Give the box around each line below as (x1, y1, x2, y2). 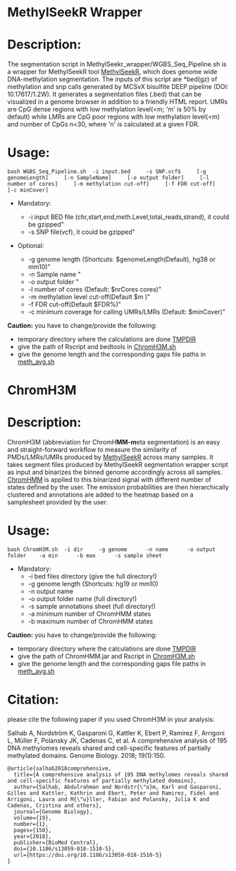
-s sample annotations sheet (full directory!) (27, 602, 156, 611)
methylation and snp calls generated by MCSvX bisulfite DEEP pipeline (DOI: (7, 83, 229, 91)
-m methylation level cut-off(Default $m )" (27, 292, 151, 301)
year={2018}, (13, 833, 52, 841)
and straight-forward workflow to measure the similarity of (7, 446, 178, 454)
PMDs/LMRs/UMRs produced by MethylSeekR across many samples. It (7, 453, 213, 461)
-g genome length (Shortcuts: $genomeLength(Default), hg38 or (27, 255, 216, 263)
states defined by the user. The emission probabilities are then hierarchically (7, 483, 229, 492)
